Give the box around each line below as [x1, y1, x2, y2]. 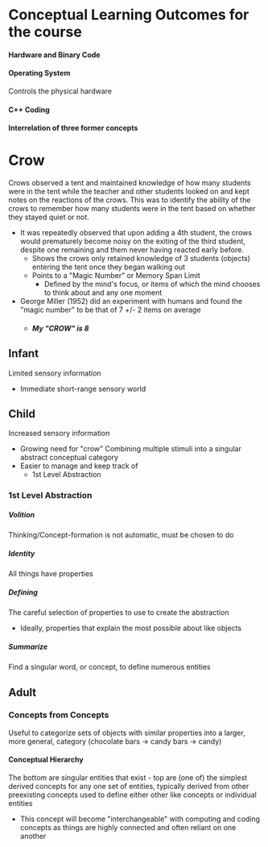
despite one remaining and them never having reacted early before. [19, 245, 244, 255]
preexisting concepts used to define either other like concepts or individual [8, 790, 258, 799]
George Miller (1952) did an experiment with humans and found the [19, 297, 243, 306]
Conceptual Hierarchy [8, 755, 84, 765]
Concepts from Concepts [8, 709, 109, 720]
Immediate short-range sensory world [19, 384, 146, 393]
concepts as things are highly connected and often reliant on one [19, 823, 237, 832]
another [19, 832, 47, 841]
